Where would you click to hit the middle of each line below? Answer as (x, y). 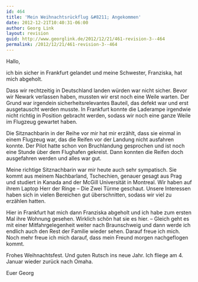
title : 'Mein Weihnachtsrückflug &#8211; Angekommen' (74, 17)
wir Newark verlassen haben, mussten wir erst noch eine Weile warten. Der (98, 96)
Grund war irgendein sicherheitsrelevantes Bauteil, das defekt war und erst (98, 103)
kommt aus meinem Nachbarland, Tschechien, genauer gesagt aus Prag (94, 176)
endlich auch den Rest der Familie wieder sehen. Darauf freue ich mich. (93, 231)
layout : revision (27, 34)
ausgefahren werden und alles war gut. (54, 158)
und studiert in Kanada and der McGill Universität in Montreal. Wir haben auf (99, 182)
